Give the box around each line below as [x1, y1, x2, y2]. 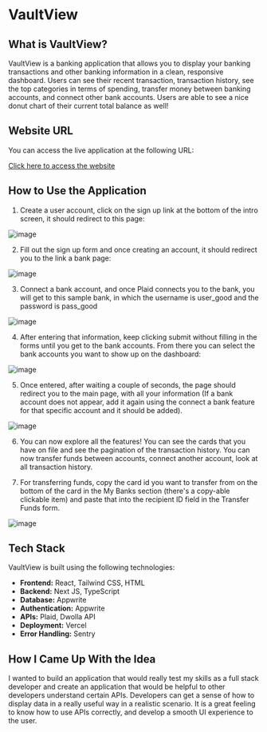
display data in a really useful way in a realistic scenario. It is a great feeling [8, 699, 257, 709]
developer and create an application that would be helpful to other [8, 682, 226, 692]
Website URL [8, 124, 73, 137]
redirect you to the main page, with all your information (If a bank [19, 388, 234, 398]
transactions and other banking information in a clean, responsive [8, 67, 224, 77]
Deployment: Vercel [19, 621, 87, 631]
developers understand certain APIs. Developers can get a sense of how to [8, 690, 255, 700]
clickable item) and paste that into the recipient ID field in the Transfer [19, 494, 249, 504]
